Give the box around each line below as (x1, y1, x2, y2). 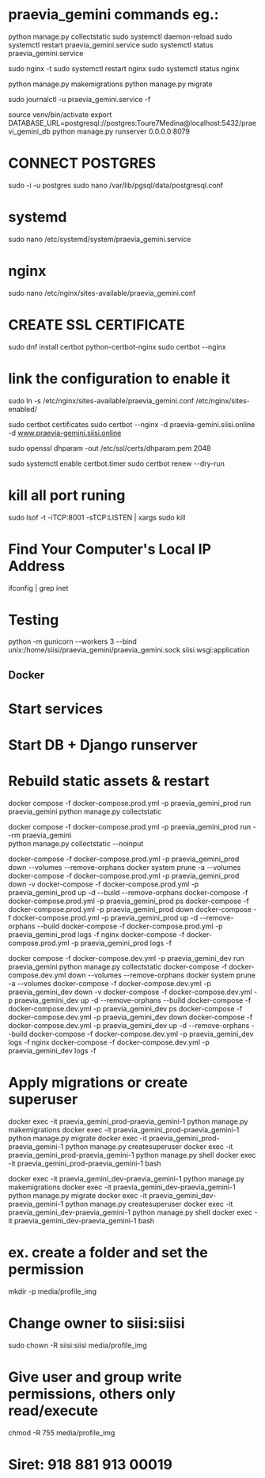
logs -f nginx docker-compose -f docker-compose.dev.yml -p (8, 1038, 210, 1047)
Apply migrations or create (8, 1074, 188, 1092)
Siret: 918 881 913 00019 (8, 1456, 172, 1474)
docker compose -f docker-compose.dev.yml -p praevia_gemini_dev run (8, 954, 245, 963)
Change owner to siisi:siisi (8, 1314, 185, 1332)
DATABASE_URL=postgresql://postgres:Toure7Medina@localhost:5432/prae (8, 118, 257, 127)
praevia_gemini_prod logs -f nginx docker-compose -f (8, 930, 185, 939)
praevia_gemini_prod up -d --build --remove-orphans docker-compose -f (8, 888, 248, 898)
